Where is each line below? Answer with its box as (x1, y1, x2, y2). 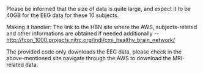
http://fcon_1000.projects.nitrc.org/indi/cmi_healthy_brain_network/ (6, 36, 175, 43)
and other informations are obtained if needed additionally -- (6, 30, 160, 37)
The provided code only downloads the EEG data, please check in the (6, 48, 182, 55)
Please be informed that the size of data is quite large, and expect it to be (6, 5, 191, 12)
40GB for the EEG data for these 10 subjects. (6, 12, 119, 19)
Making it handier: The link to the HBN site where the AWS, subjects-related (6, 24, 197, 30)
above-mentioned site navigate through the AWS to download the (6, 55, 171, 61)
